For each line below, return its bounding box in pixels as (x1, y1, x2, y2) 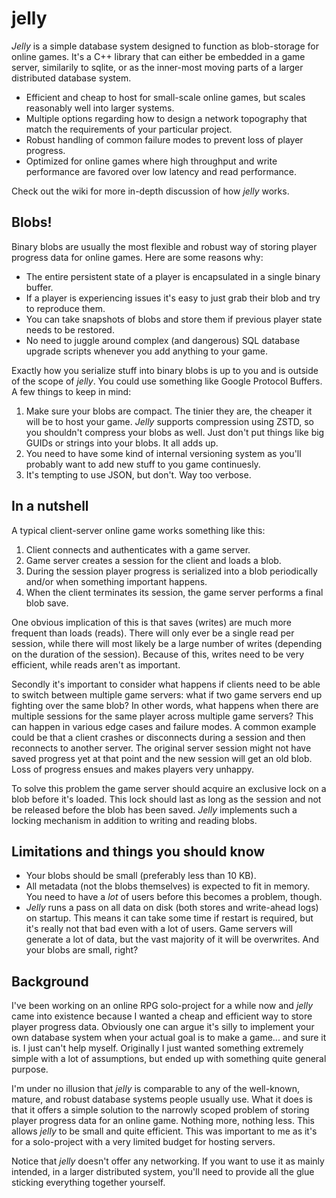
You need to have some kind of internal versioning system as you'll (25, 447, 302, 459)
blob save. (25, 597, 69, 609)
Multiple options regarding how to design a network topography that (25, 112, 308, 124)
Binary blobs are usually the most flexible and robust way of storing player (11, 240, 318, 252)
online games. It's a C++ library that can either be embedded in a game (11, 50, 306, 62)
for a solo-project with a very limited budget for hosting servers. (11, 1136, 276, 1148)
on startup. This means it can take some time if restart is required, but (25, 912, 314, 924)
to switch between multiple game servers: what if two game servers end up (11, 688, 323, 701)
